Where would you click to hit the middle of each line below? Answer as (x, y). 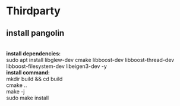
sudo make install (28, 98)
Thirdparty (33, 11)
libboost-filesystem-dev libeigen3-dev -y (56, 66)
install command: (28, 72)
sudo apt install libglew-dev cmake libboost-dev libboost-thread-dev (90, 60)
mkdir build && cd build (34, 79)
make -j (15, 91)
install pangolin (35, 33)
